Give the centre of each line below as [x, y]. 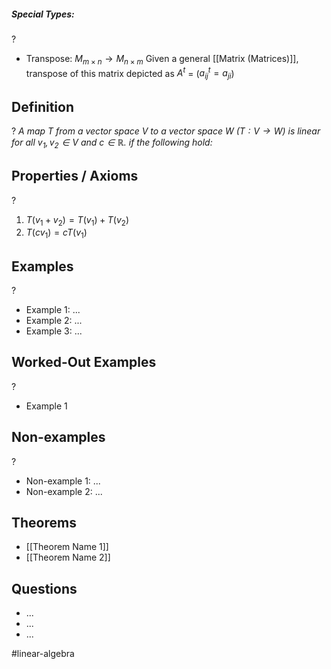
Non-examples [58, 437]
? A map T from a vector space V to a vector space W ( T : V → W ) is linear [166, 131]
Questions [44, 588]
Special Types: [43, 14]
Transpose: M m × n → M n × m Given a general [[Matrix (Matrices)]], [162, 59]
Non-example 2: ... [64, 491]
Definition [42, 106]
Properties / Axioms [75, 176]
